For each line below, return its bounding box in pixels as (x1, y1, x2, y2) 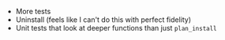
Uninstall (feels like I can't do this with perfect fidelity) (15, 15, 192, 24)
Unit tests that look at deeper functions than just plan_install (15, 24, 217, 32)
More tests (15, 7, 51, 16)
